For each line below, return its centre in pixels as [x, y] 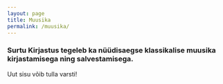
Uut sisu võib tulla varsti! [42, 74]
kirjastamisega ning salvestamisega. [70, 59]
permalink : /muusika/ [38, 26]
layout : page [26, 13]
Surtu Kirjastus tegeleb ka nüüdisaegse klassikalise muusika [111, 50]
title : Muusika [29, 20]
